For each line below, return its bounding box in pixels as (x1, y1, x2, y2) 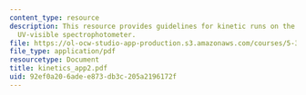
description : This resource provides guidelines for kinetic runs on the (9, 22, 296, 31)
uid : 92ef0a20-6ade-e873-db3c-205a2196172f (9, 72, 178, 81)
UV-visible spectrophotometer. (17, 30, 137, 39)
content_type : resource (9, 13, 100, 23)
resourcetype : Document (9, 55, 100, 64)
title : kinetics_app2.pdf (9, 64, 107, 73)
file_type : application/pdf (9, 47, 117, 56)
